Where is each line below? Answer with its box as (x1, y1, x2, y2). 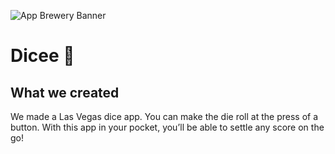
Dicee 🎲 (10, 45, 75, 67)
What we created (10, 84, 120, 101)
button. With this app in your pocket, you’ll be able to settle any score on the (10, 121, 325, 133)
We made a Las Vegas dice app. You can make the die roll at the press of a (10, 111, 319, 122)
